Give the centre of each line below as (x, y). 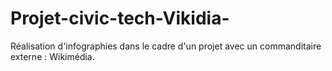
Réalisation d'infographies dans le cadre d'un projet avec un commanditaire (166, 46)
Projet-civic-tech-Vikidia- (120, 18)
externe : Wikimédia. (52, 56)
